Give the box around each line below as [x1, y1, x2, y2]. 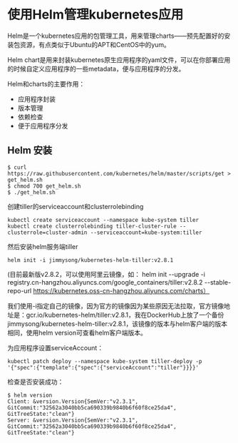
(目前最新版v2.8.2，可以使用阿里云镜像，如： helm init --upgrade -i [7, 270, 205, 278]
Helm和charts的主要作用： [7, 79, 86, 88]
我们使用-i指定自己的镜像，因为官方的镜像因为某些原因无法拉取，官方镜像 [7, 301, 224, 310]
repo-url [7, 286, 32, 295]
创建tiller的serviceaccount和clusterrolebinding [7, 202, 144, 210]
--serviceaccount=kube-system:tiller [90, 229, 202, 236]
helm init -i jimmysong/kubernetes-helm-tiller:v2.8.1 [7, 256, 174, 264]
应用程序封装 [17, 94, 56, 103]
